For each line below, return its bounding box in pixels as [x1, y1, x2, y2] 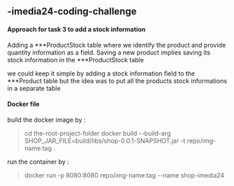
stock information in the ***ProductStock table [7, 55, 145, 64]
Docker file [7, 100, 40, 108]
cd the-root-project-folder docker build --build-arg [24, 129, 171, 137]
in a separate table [7, 84, 61, 92]
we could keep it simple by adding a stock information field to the [7, 69, 196, 78]
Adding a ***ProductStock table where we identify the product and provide [7, 41, 226, 49]
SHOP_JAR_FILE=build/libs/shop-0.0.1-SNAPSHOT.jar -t [24, 136, 186, 145]
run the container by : [7, 157, 70, 166]
